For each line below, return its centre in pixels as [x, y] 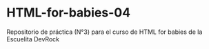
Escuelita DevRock [33, 39]
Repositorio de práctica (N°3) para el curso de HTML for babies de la [104, 32]
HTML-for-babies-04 [69, 13]
